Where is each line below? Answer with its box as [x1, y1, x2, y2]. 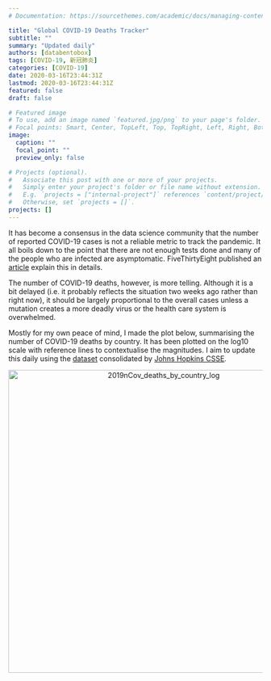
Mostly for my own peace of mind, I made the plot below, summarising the [8, 328, 255, 338]
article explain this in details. [8, 262, 103, 271]
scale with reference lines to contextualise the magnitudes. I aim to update [8, 345, 256, 355]
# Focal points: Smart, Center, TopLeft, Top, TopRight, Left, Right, [8, 124, 251, 132]
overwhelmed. [8, 312, 56, 322]
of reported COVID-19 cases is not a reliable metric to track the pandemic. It [8, 236, 261, 246]
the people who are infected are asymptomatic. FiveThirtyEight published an [8, 254, 262, 263]
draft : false [8, 94, 52, 102]
